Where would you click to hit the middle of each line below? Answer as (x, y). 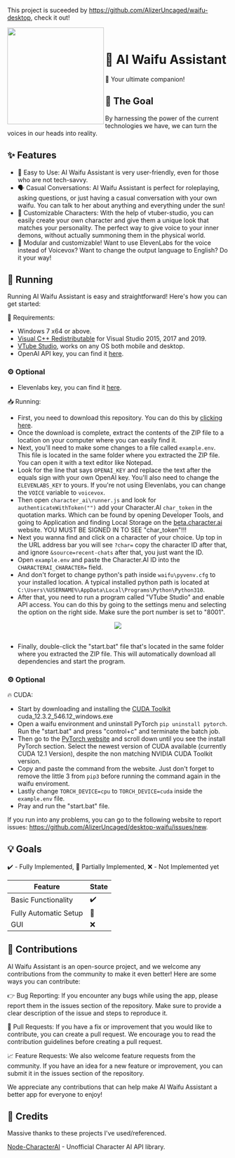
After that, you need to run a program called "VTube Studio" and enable (121, 597)
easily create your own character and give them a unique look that (113, 220)
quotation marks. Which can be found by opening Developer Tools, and (120, 515)
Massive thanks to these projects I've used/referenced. (87, 1133)
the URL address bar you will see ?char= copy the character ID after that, (122, 545)
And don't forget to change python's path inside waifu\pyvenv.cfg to (116, 574)
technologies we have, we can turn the (161, 125)
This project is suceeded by (47, 10)
